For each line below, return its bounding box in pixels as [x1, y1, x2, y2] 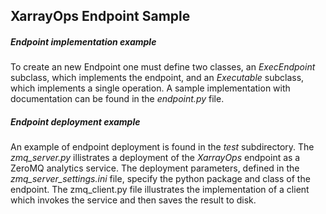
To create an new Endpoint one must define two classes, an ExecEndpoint [10, 61, 316, 73]
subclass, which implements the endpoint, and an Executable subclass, [10, 72, 305, 84]
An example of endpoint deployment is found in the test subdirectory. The [10, 141, 315, 153]
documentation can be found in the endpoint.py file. [10, 93, 225, 105]
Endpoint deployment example [10, 115, 141, 128]
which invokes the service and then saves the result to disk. [10, 194, 257, 206]
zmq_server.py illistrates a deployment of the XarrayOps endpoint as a [10, 152, 301, 164]
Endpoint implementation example [10, 35, 157, 48]
